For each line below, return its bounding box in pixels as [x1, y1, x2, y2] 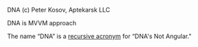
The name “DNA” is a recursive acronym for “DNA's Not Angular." [7, 32, 192, 40]
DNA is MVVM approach [7, 19, 77, 27]
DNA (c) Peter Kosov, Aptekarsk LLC [7, 6, 111, 14]
